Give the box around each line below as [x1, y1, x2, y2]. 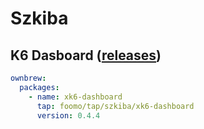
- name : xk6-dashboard [28, 92, 123, 102]
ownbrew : [10, 73, 47, 83]
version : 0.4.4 [36, 110, 101, 121]
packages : [19, 82, 60, 92]
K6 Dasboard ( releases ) [10, 47, 162, 64]
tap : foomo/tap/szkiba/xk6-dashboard [36, 101, 195, 111]
